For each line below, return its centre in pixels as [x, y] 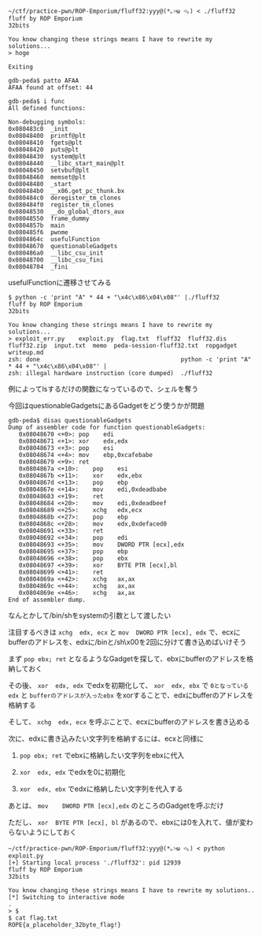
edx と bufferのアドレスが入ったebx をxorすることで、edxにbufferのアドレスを [131, 695]
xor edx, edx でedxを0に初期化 [72, 772]
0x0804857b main [37, 225]
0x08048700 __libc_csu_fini [56, 260]
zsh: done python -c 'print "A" [130, 359]
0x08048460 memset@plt [47, 177]
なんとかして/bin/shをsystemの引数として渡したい [90, 615]
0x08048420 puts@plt [44, 150]
